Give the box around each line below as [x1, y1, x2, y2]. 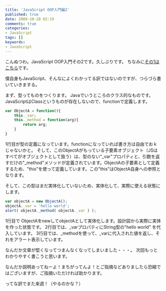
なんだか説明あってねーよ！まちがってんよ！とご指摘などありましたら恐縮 [5, 264, 157, 270]
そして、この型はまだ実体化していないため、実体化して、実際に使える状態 [5, 183, 156, 189]
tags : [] [5, 35, 23, 40]
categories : [5, 26, 30, 31]
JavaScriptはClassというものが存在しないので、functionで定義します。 [5, 98, 150, 104]
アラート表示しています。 [13, 236, 66, 242]
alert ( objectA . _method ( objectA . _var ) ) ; [5, 208, 97, 213]
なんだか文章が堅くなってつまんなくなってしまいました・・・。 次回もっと [5, 247, 158, 253]
